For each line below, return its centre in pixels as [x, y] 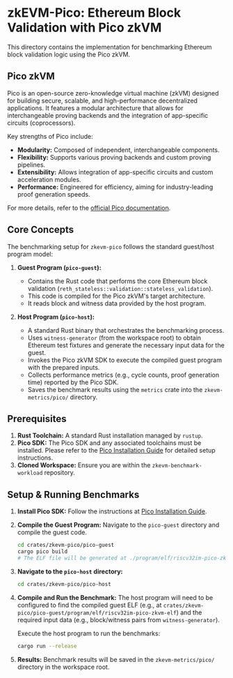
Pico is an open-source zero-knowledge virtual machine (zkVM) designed [113, 93]
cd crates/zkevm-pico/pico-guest [66, 545]
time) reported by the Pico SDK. [73, 382]
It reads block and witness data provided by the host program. [117, 303]
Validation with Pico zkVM [85, 28]
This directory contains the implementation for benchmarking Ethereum [110, 47]
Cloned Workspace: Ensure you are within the [84, 465]
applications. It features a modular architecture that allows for [95, 108]
